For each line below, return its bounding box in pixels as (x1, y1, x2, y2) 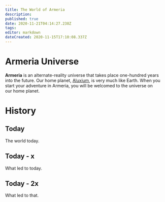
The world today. (5, 137, 39, 143)
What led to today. (5, 165, 42, 171)
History (5, 105, 36, 116)
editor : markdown (5, 30, 41, 35)
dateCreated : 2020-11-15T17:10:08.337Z (5, 35, 87, 40)
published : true (5, 16, 38, 21)
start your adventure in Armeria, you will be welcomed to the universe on (5, 82, 153, 89)
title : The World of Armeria (5, 7, 65, 12)
